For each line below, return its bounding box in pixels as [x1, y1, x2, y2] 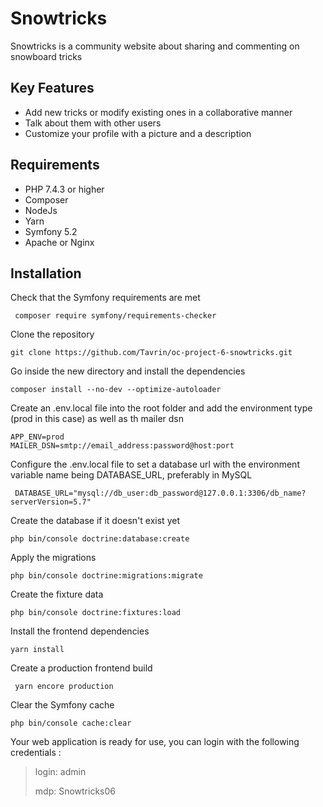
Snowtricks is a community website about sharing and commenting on [10, 40, 300, 52]
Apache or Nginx [24, 236, 95, 248]
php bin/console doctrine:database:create [10, 534, 190, 544]
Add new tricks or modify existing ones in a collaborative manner [24, 106, 293, 118]
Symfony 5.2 [24, 225, 78, 237]
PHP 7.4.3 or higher [24, 183, 105, 195]
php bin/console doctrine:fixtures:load [10, 608, 182, 618]
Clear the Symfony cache [10, 699, 115, 711]
